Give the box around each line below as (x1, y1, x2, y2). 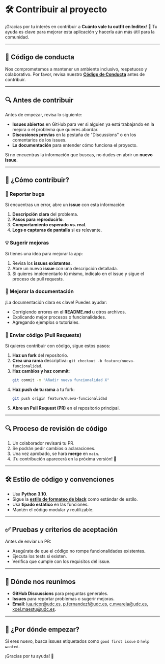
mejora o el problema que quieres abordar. (12, 126, 99, 132)
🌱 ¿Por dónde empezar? (5, 625, 80, 633)
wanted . (5, 643, 20, 649)
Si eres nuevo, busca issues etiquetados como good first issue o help (5, 638, 150, 644)
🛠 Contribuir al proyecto (5, 4, 107, 15)
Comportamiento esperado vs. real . (12, 222, 87, 228)
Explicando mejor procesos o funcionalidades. (12, 314, 107, 320)
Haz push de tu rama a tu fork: (12, 386, 75, 392)
